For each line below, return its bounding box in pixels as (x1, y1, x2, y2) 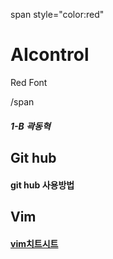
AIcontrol (10, 44, 90, 66)
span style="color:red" (10, 9, 105, 20)
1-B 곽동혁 (10, 120, 51, 132)
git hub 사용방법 (10, 179, 75, 191)
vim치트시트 (10, 237, 59, 249)
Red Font (10, 76, 48, 88)
